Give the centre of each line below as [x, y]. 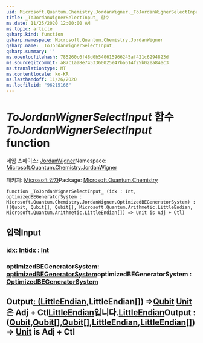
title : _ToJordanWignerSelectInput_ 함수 [58, 18]
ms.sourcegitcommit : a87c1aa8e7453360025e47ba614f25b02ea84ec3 [88, 62]
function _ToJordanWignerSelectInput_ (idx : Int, [71, 191]
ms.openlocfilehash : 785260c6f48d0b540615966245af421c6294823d [88, 57]
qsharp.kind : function [35, 35]
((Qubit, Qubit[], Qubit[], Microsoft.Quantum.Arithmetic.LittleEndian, [100, 207]
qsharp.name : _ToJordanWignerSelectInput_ [60, 46]
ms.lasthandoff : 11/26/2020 [42, 79]
